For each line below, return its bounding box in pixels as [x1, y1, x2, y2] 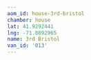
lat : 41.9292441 [7, 23, 54, 30]
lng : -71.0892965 [7, 29, 57, 37]
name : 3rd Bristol [7, 36, 60, 43]
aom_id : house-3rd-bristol [7, 10, 85, 17]
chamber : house [7, 17, 51, 23]
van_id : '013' [7, 42, 48, 49]
